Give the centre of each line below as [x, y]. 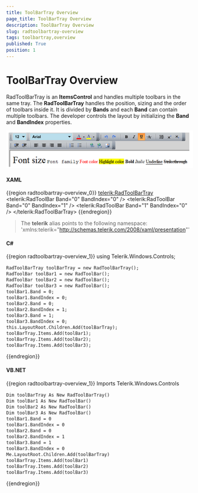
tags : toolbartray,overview [41, 38]
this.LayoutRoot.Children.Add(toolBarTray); [62, 328]
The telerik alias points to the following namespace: [84, 224]
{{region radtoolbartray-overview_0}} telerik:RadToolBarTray [80, 193]
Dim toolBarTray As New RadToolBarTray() [58, 395]
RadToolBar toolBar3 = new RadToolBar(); [58, 286]
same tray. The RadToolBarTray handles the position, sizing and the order [96, 103]
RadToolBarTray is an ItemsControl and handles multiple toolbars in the [93, 97]
